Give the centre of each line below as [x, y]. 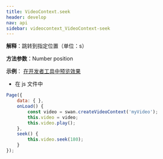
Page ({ [14, 95]
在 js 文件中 [29, 84]
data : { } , [30, 101]
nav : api [17, 23]
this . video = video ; [53, 117]
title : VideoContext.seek [38, 12]
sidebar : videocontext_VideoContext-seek [58, 28]
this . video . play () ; [52, 123]
